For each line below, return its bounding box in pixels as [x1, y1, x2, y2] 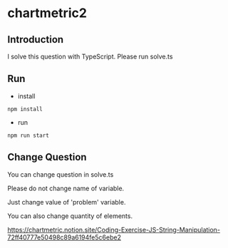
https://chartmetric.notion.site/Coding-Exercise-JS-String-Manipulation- [7, 225, 221, 234]
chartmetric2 [7, 5, 88, 21]
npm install [7, 105, 43, 113]
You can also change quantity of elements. [7, 212, 133, 220]
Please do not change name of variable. [7, 184, 125, 192]
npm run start [7, 132, 50, 139]
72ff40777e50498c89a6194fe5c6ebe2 [7, 233, 121, 242]
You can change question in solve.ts [7, 170, 114, 179]
